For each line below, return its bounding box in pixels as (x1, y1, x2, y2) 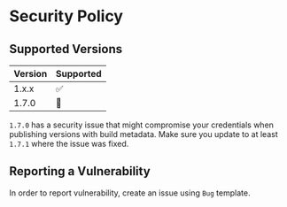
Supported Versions (9, 42, 122, 57)
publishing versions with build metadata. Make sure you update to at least (9, 129, 278, 139)
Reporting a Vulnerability (9, 164, 151, 179)
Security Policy (9, 6, 124, 27)
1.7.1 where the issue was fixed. (9, 139, 129, 149)
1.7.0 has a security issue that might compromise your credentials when (9, 119, 275, 130)
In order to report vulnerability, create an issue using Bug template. (9, 188, 251, 198)
